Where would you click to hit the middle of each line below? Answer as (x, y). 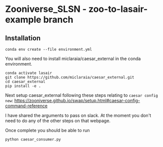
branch (58, 20)
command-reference (26, 106)
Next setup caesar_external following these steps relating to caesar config (81, 95)
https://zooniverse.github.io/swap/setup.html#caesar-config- (77, 101)
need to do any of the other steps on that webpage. (58, 121)
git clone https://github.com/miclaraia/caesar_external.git (70, 77)
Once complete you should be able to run (48, 130)
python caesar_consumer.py (33, 140)
